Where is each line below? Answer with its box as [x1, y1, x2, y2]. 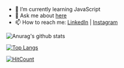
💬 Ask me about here [14, 12, 67, 19]
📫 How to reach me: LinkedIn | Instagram [14, 18, 118, 26]
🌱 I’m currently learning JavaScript [14, 6, 101, 13]
